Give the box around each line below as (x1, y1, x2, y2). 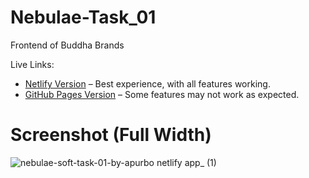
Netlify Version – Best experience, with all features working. (24, 77, 271, 90)
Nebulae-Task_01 (10, 6, 157, 29)
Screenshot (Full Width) (10, 124, 212, 146)
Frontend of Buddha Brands (10, 39, 125, 51)
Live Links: (10, 58, 55, 70)
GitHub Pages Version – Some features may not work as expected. (24, 88, 300, 100)
